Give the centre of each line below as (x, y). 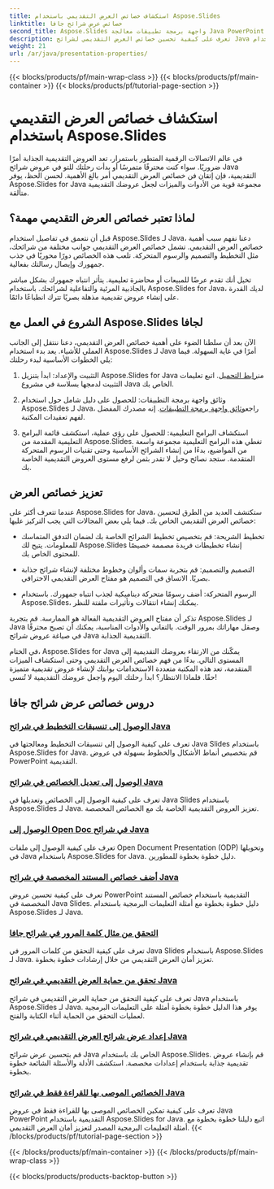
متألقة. (19, 193)
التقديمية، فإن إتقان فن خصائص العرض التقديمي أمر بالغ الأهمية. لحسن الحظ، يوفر (133, 175)
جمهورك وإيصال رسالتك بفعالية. (57, 263)
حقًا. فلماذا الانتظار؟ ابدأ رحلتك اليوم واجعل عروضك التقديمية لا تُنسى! (113, 677)
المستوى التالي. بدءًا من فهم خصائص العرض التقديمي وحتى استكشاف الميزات (127, 660)
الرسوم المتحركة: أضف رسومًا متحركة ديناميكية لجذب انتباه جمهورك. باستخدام (139, 594)
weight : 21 (28, 46)
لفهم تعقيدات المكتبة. (53, 416)
